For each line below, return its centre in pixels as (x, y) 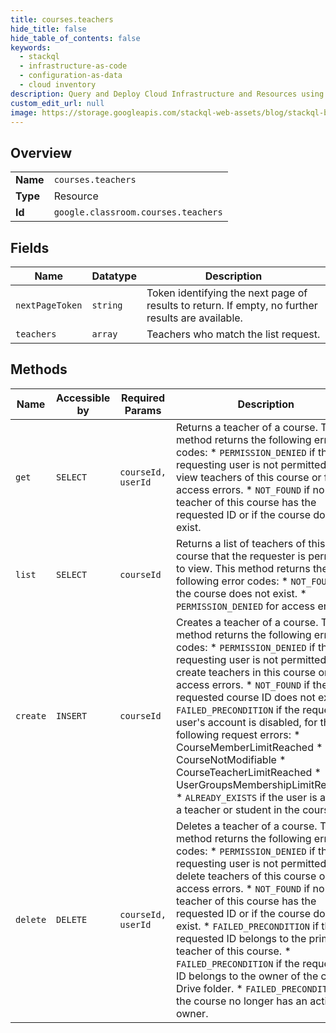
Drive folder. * (209, 988)
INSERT (72, 715)
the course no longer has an (241, 1001)
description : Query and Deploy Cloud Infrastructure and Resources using (167, 94)
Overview (41, 152)
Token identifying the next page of (227, 293)
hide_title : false (48, 29)
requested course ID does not (245, 697)
